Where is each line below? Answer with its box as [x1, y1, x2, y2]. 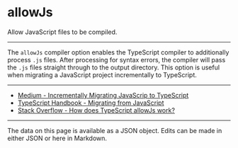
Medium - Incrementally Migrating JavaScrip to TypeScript [17, 91, 189, 99]
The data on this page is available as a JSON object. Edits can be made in [7, 126, 222, 135]
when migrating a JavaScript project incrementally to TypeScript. [7, 70, 197, 79]
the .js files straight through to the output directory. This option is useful [7, 63, 220, 72]
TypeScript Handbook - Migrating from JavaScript [17, 98, 164, 107]
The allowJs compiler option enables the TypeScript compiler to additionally [7, 47, 229, 57]
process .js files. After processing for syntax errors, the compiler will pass [7, 55, 226, 64]
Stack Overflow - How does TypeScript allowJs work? [17, 106, 176, 114]
